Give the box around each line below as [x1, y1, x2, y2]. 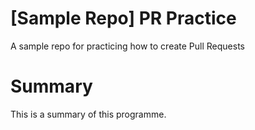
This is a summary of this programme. [10, 108, 167, 120]
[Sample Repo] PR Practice [10, 7, 237, 30]
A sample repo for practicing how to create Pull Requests [10, 40, 245, 52]
